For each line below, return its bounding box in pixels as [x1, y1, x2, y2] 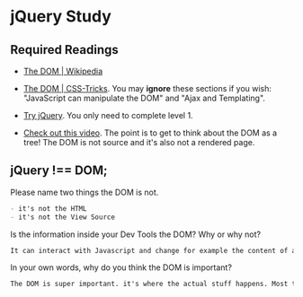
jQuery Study [10, 6, 111, 27]
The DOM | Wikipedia [22, 66, 103, 76]
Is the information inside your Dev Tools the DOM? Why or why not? [10, 229, 262, 240]
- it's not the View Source [10, 213, 116, 222]
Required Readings [10, 42, 120, 57]
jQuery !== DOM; [10, 163, 108, 179]
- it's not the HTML [10, 204, 88, 213]
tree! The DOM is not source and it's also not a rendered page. [22, 137, 255, 147]
